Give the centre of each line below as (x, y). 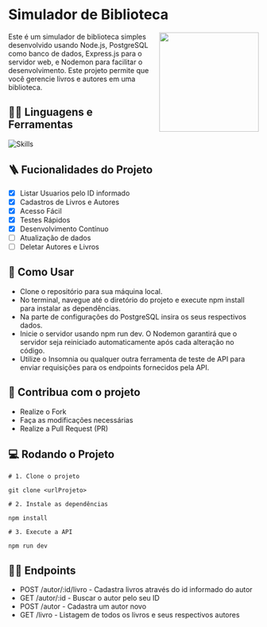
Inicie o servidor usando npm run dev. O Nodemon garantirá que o (128, 333)
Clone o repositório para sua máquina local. (91, 291)
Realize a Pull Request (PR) (64, 428)
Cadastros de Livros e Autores (70, 202)
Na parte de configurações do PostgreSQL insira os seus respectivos (133, 316)
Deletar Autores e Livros (59, 246)
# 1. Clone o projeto (44, 477)
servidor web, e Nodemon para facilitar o (75, 62)
